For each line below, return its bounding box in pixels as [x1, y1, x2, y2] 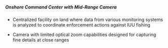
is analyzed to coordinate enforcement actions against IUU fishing [12, 21, 151, 27]
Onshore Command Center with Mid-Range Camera [5, 4, 117, 10]
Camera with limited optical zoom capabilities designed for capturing [12, 31, 156, 37]
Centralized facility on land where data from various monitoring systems [12, 16, 163, 22]
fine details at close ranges [12, 36, 69, 42]
